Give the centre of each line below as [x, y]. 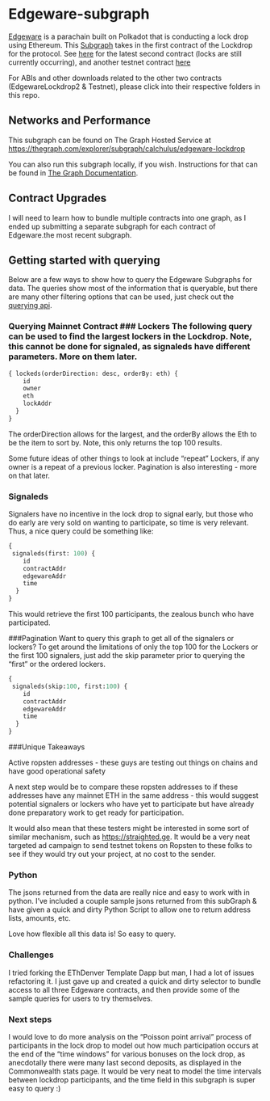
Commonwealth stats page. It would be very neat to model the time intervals [135, 1071]
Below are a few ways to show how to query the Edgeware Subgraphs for [130, 280]
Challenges [31, 955]
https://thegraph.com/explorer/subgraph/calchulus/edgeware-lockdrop [127, 148]
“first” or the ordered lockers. [57, 664]
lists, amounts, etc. [39, 918]
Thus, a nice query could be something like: [81, 531]
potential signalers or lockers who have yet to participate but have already [131, 804]
